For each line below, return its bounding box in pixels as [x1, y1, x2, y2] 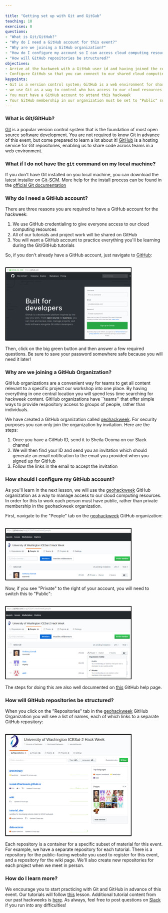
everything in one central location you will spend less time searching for [5, 391, 153, 397]
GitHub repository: [5, 719, 43, 725]
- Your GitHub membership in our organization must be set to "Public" [5, 98, 157, 103]
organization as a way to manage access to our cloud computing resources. [5, 492, 161, 498]
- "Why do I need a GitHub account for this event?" [5, 40, 117, 45]
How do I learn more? [5, 874, 58, 881]
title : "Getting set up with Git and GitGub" [5, 13, 101, 19]
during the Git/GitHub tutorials [12, 242, 75, 248]
